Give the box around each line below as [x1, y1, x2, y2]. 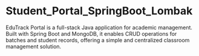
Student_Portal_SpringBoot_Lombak [5, 4, 193, 18]
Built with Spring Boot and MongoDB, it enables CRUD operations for [5, 30, 177, 37]
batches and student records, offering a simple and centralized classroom [5, 36, 190, 43]
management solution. [5, 43, 62, 50]
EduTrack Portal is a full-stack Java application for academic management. [5, 24, 193, 31]
